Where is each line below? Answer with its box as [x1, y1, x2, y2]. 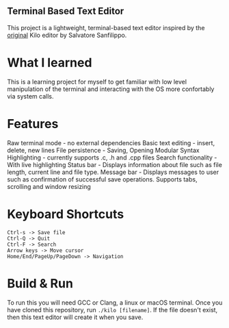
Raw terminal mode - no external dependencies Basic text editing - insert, [7, 138, 215, 147]
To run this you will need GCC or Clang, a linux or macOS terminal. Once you [7, 298, 223, 307]
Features [7, 116, 59, 131]
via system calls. [7, 92, 54, 100]
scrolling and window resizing [7, 182, 91, 190]
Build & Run [7, 275, 74, 291]
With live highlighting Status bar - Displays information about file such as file [7, 160, 222, 168]
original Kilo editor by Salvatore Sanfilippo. [7, 31, 127, 39]
